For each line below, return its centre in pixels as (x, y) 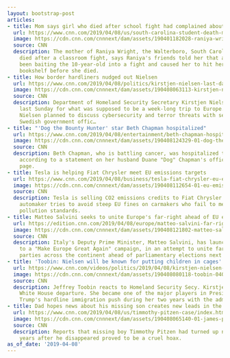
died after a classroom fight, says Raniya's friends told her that (119, 58)
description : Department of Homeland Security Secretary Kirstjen (110, 103)
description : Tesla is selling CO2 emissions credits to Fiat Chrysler (118, 198)
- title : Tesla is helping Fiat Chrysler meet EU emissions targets (107, 172)
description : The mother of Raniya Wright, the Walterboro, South (110, 52)
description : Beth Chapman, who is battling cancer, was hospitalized (116, 154)
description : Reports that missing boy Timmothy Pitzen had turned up (116, 332)
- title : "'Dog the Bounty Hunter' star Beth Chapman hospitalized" (107, 128)
